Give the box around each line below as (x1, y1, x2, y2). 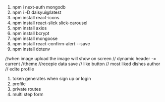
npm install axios (12, 25, 47, 31)
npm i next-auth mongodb (12, 4, 66, 10)
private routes (12, 86, 41, 92)
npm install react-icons (12, 15, 59, 20)
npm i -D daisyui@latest (12, 9, 61, 15)
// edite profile (5, 66, 34, 72)
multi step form (12, 91, 44, 97)
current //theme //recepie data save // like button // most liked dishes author (5, 61, 161, 67)
